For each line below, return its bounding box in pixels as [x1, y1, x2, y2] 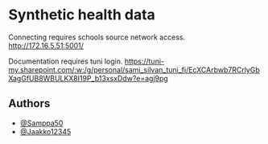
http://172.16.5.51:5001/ [8, 40, 85, 50]
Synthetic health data [8, 6, 155, 24]
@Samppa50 [19, 118, 64, 128]
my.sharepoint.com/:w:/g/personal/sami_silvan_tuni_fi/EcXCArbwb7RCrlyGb [8, 64, 260, 74]
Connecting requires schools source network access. [8, 32, 186, 42]
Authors [8, 97, 51, 110]
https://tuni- [124, 56, 165, 66]
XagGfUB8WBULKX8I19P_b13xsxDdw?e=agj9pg [8, 73, 169, 83]
